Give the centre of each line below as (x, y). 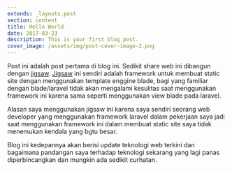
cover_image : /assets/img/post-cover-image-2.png (81, 46)
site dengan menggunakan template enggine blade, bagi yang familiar (108, 81)
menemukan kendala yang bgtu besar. (62, 131)
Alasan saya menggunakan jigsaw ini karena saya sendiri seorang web (109, 109)
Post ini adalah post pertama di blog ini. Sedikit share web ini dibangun (109, 66)
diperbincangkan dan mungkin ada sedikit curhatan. (82, 160)
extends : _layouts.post (42, 14)
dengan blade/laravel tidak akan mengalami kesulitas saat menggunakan (112, 88)
